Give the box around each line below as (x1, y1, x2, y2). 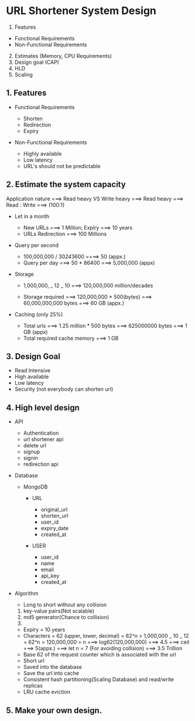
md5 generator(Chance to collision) (23, 614, 110, 621)
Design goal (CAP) (14, 59, 60, 66)
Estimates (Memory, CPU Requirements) (14, 52, 112, 59)
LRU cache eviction (23, 688, 71, 695)
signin (23, 455, 38, 462)
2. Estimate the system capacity (6, 180, 126, 190)
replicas (23, 682, 43, 689)
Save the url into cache (23, 669, 79, 677)
